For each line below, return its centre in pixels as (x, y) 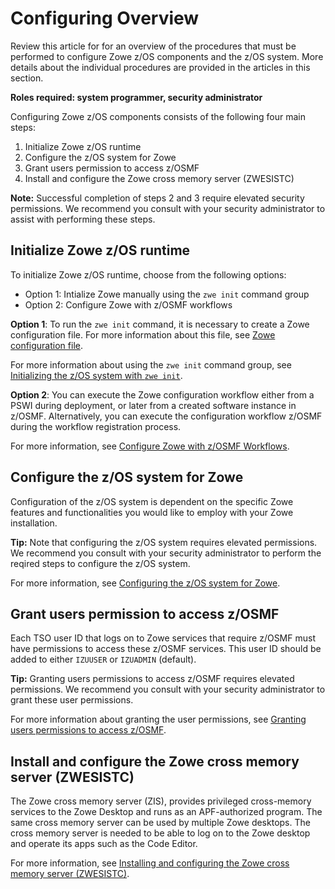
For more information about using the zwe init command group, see (151, 364)
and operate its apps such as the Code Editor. (104, 844)
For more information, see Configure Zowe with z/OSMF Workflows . (150, 446)
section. (27, 78)
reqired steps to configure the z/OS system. (100, 563)
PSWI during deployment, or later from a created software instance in (153, 405)
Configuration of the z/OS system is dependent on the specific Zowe (152, 501)
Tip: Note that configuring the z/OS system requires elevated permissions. (164, 542)
